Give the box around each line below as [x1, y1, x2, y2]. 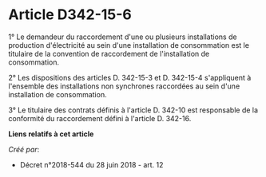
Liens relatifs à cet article [8, 129, 94, 139]
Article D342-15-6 [8, 6, 132, 24]
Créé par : [8, 144, 40, 154]
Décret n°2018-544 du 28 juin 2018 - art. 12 [19, 159, 164, 169]
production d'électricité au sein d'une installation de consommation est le [8, 40, 250, 49]
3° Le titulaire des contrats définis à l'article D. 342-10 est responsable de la [8, 105, 258, 115]
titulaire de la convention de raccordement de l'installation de [8, 49, 210, 58]
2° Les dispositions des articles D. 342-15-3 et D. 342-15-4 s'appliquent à [8, 73, 252, 82]
